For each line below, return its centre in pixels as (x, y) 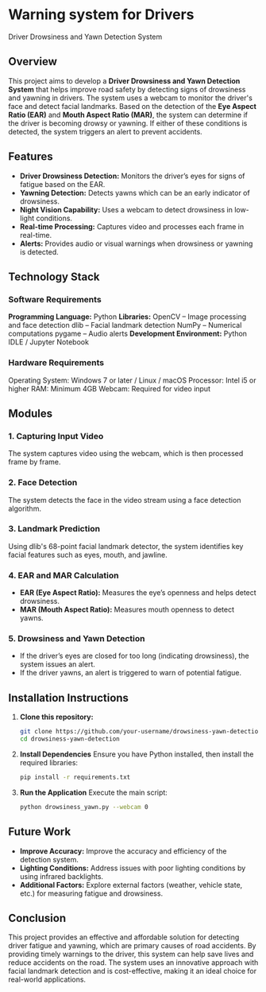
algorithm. (25, 508)
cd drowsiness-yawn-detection (70, 739)
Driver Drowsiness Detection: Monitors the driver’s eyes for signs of (132, 176)
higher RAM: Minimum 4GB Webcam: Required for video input (109, 388)
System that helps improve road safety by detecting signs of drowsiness (127, 89)
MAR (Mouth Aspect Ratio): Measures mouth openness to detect (127, 609)
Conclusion (37, 918)
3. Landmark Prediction (54, 529)
